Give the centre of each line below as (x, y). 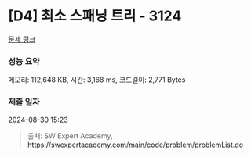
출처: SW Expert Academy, (70, 136)
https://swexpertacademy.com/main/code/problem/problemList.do (135, 145)
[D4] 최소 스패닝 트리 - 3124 (95, 16)
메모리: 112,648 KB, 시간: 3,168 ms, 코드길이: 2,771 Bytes (97, 80)
